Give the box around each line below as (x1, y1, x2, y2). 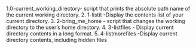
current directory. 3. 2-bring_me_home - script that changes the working (6, 18, 185, 24)
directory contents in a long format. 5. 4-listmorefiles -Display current (6, 30, 177, 37)
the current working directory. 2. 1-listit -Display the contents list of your (6, 11, 184, 18)
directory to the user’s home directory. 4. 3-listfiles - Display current (6, 24, 174, 31)
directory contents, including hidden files (6, 37, 108, 43)
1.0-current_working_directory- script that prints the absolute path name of (6, 5, 191, 12)
